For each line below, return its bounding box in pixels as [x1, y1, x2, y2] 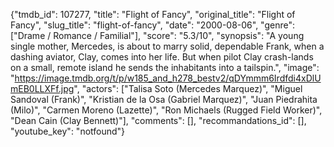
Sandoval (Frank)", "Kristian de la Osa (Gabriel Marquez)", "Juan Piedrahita [10, 94, 318, 105]
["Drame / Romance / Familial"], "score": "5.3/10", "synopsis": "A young [10, 30, 305, 41]
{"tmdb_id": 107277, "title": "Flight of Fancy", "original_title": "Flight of [10, 9, 296, 20]
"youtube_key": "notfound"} [10, 125, 126, 137]
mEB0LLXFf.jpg [10, 83, 75, 94]
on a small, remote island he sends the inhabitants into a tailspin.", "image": [10, 62, 320, 73]
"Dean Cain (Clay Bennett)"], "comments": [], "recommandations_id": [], [10, 115, 307, 126]
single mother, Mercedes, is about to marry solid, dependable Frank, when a [10, 40, 325, 52]
